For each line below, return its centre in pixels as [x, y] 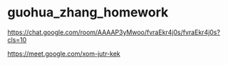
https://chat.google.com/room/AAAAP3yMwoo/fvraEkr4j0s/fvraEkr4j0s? [114, 32]
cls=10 [17, 39]
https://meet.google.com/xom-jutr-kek [64, 54]
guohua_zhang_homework [88, 12]
